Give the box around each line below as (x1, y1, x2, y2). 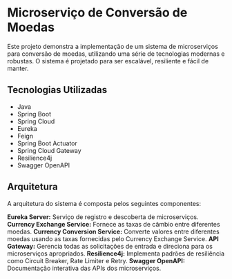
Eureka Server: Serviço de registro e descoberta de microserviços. (7, 212, 199, 221)
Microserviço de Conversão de (7, 5, 188, 21)
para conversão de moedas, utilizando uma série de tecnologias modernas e (7, 50, 225, 58)
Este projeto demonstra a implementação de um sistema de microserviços (7, 42, 219, 50)
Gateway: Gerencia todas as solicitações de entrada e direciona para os (7, 242, 213, 250)
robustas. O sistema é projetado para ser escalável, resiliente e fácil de (7, 56, 209, 65)
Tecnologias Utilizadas (7, 84, 108, 96)
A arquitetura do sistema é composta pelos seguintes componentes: (7, 199, 202, 207)
